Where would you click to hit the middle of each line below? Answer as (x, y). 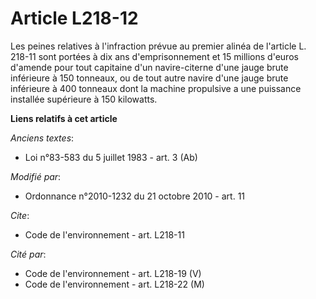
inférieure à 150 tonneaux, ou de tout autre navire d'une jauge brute (149, 78)
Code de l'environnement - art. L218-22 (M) (114, 284)
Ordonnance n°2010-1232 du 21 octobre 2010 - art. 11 (135, 196)
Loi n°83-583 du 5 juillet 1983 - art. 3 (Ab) (111, 157)
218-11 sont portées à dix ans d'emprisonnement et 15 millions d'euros (154, 56)
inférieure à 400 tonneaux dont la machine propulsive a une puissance (156, 88)
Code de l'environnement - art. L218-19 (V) (113, 273)
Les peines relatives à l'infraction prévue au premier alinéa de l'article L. (158, 46)
